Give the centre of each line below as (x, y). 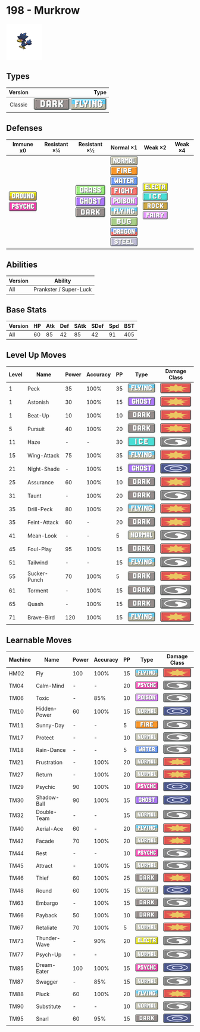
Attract (44, 866)
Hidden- (46, 708)
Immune (23, 145)
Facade (45, 841)
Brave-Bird (41, 617)
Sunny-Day (50, 725)
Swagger (47, 982)
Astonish (38, 402)
